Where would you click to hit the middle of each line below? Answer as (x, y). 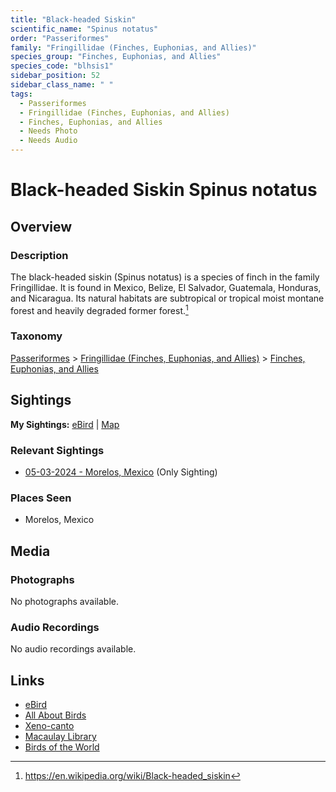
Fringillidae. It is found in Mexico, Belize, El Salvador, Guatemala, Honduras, (166, 287)
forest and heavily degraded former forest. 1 (99, 309)
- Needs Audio (48, 141)
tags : (21, 94)
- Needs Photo (48, 131)
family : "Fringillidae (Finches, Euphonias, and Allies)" (133, 47)
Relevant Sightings (57, 450)
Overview (41, 226)
